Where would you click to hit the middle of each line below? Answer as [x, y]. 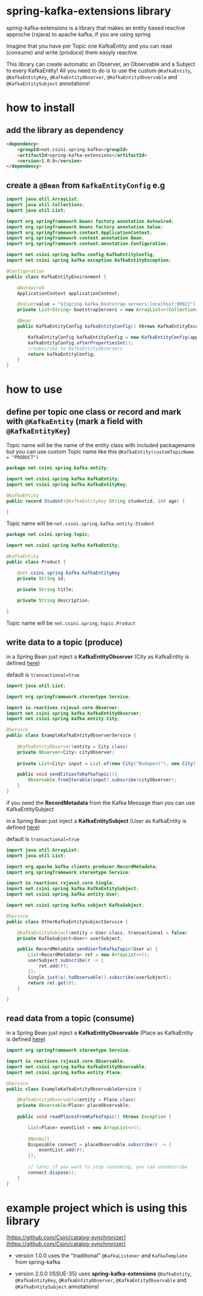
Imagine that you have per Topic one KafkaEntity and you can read [89, 46]
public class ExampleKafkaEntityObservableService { [74, 1089]
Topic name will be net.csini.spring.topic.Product [71, 623]
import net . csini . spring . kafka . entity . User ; [63, 895]
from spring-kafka [37, 1262]
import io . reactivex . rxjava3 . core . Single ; [60, 883]
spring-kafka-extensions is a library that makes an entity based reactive [96, 28]
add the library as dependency [65, 130]
